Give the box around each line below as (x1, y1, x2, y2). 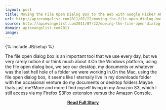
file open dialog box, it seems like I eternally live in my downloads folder (5, 74, 152, 80)
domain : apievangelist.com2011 (5, 26, 70, 31)
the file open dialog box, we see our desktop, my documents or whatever (5, 64, 154, 70)
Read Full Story (67, 100, 99, 105)
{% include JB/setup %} (5, 44, 54, 49)
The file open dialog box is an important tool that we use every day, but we (5, 53, 157, 59)
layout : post (5, 7, 32, 12)
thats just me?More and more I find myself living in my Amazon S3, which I (5, 85, 157, 90)
